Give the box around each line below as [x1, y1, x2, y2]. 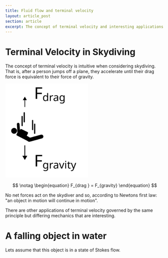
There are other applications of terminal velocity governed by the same [5, 207, 153, 213]
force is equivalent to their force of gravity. [5, 74, 94, 80]
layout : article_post [5, 13, 51, 19]
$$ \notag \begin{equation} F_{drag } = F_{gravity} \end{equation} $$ [12, 182, 157, 188]
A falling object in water [5, 230, 107, 242]
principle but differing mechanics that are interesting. [5, 212, 116, 219]
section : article [5, 19, 42, 24]
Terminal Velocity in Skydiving [5, 46, 136, 58]
